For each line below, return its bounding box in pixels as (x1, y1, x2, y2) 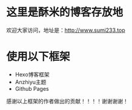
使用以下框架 (6, 50, 71, 64)
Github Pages (15, 85, 50, 92)
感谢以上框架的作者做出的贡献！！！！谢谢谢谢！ (6, 97, 128, 105)
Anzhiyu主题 (15, 78, 47, 85)
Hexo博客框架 (15, 70, 50, 78)
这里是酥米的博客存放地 (6, 5, 124, 19)
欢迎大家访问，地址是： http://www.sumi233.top (6, 26, 125, 34)
